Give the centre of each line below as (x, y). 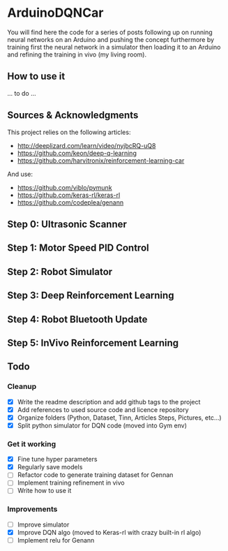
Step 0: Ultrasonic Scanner (67, 224)
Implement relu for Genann (56, 540)
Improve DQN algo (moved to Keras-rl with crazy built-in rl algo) (109, 532)
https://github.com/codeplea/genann (70, 202)
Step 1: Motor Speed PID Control (78, 248)
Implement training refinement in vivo (71, 483)
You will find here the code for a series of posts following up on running (110, 32)
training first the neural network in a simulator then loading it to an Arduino (114, 47)
